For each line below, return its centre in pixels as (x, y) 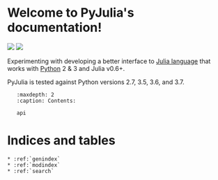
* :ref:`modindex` (34, 165)
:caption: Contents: (46, 101)
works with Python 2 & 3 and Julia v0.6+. (66, 68)
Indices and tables (62, 141)
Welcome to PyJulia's (71, 13)
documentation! (55, 27)
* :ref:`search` (31, 171)
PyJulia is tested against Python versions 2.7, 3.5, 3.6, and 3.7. (96, 82)
